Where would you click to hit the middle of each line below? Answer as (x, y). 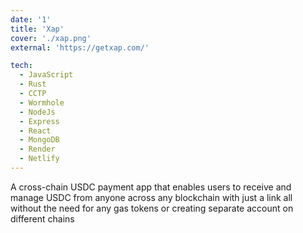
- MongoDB (39, 140)
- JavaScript (46, 75)
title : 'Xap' (37, 29)
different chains (42, 218)
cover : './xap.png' (51, 38)
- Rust (33, 84)
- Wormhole (42, 102)
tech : (21, 66)
